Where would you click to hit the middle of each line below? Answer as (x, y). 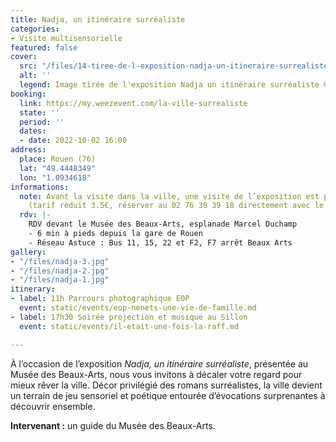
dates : (33, 131)
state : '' (39, 112)
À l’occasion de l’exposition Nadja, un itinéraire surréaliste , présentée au (159, 363)
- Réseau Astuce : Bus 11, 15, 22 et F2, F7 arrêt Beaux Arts (160, 242)
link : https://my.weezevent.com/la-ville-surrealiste (133, 103)
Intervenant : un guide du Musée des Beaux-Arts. (113, 425)
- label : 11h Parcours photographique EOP (100, 299)
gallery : (28, 252)
